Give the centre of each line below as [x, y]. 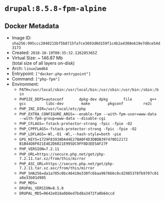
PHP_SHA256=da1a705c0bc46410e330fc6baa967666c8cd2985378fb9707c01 [89, 173]
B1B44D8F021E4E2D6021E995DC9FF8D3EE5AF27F [63, 144]
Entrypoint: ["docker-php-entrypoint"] [51, 74]
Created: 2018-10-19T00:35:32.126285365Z [54, 53]
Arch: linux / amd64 [30, 68]
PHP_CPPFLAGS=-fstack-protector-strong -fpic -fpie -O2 [78, 129]
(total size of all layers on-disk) [43, 63]
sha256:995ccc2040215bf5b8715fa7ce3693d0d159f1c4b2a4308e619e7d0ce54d [86, 43]
